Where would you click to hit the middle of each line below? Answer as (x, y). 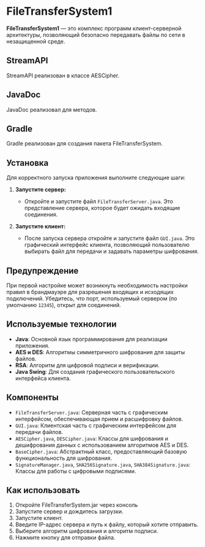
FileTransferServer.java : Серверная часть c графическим (91, 412)
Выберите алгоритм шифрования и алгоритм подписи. (87, 531)
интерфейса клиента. (43, 378)
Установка (28, 163)
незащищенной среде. (36, 41)
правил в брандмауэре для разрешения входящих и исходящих (90, 292)
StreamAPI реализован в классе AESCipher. (63, 76)
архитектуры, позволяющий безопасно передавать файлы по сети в (96, 34)
